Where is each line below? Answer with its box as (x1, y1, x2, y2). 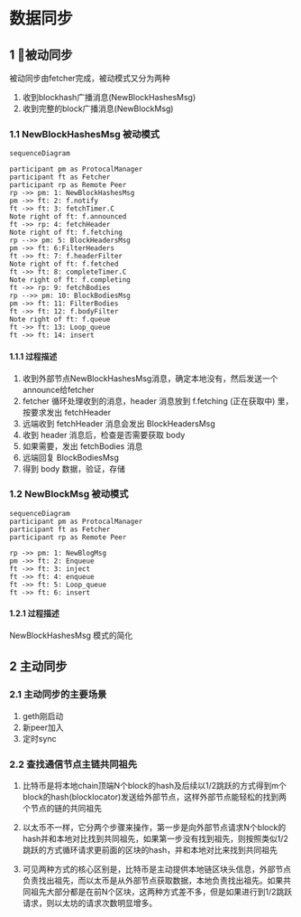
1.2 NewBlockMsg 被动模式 (9, 488, 129, 501)
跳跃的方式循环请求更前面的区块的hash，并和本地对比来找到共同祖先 (22, 844, 278, 855)
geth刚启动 (22, 710, 64, 721)
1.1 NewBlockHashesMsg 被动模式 (9, 127, 160, 140)
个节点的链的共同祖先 (22, 802, 102, 813)
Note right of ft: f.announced (9, 212, 127, 221)
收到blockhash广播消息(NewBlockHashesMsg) (22, 92, 196, 102)
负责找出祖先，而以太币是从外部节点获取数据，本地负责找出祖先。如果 (22, 875, 284, 885)
